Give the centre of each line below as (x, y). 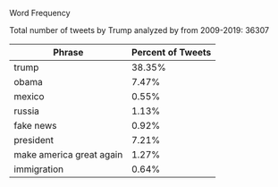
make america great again (68, 154)
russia (27, 111)
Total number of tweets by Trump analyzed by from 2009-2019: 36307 (139, 30)
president (34, 140)
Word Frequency (40, 13)
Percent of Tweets (171, 52)
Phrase (68, 52)
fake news (35, 126)
